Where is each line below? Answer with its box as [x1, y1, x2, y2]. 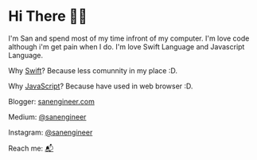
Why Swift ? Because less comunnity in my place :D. [8, 65, 177, 75]
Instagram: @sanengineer [8, 127, 93, 137]
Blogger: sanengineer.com [8, 96, 95, 106]
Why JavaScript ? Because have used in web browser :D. [8, 81, 193, 91]
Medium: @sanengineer [8, 111, 87, 122]
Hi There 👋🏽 [8, 7, 88, 25]
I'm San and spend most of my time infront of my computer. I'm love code [8, 33, 250, 43]
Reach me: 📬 [8, 143, 54, 153]
